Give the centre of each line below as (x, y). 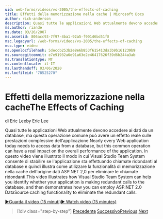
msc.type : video (21, 46)
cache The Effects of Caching (65, 107)
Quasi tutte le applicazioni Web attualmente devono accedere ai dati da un (79, 130)
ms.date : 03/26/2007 (26, 32)
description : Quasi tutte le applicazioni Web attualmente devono (73, 23)
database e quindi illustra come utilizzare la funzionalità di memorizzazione (80, 166)
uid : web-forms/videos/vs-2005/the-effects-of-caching (62, 9)
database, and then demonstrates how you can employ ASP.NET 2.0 (73, 187)
